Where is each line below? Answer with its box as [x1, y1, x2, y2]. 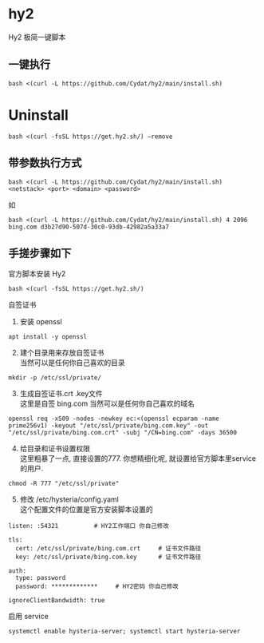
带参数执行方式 [8, 157, 82, 170]
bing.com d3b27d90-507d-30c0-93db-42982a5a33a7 [8, 223, 170, 231]
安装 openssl [19, 317, 62, 327]
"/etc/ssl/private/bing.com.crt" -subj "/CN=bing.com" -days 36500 [8, 429, 238, 437]
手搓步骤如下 [8, 246, 72, 260]
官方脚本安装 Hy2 [8, 269, 66, 279]
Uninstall [8, 105, 69, 124]
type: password [15, 574, 66, 582]
